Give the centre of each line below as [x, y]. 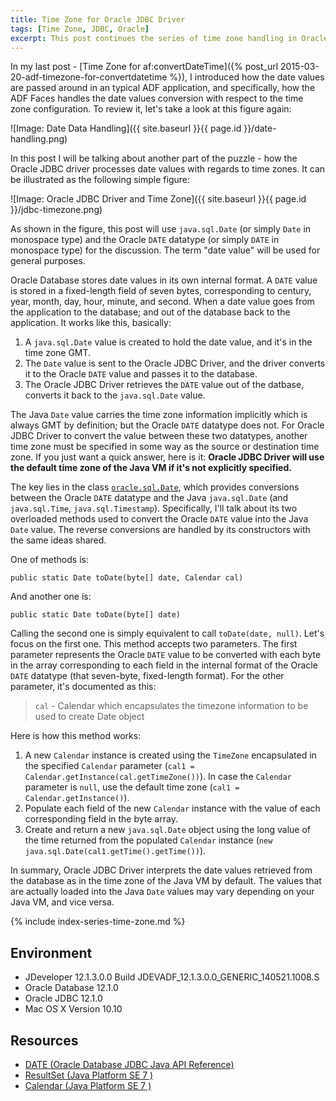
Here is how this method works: [76, 736]
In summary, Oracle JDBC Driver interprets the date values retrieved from [161, 870]
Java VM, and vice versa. [62, 902]
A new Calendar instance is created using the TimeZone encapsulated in [170, 755]
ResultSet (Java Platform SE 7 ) [89, 1075]
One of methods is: [49, 560]
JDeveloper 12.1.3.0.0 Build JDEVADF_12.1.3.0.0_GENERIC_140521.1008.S [172, 977]
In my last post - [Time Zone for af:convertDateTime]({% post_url [144, 67]
